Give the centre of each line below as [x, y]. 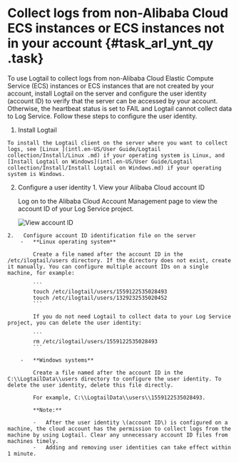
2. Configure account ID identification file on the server [102, 235]
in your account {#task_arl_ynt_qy [111, 43]
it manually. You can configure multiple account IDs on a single [108, 266]
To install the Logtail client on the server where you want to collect [118, 143]
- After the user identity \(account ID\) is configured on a [131, 422]
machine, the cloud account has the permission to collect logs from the [119, 429]
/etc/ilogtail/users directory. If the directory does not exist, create [119, 260]
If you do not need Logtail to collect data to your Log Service [132, 316]
